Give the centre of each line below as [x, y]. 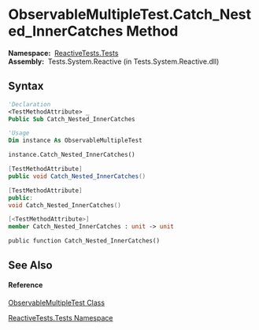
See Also [30, 265]
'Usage [19, 133]
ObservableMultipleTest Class [56, 302]
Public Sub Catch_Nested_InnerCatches [72, 119]
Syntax [26, 86]
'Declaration [30, 104]
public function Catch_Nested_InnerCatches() [84, 241]
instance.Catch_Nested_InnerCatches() [72, 155]
